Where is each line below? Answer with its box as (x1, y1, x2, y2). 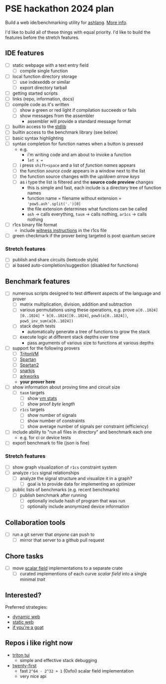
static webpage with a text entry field (12, 62, 88, 68)
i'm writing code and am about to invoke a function (27, 152, 132, 158)
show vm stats (27, 395, 57, 401)
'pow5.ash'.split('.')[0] (27, 201, 81, 206)
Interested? (5, 591, 42, 599)
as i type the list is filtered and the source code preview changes (19, 179, 154, 185)
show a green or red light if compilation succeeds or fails (19, 107, 137, 113)
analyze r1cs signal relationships (12, 470, 80, 476)
